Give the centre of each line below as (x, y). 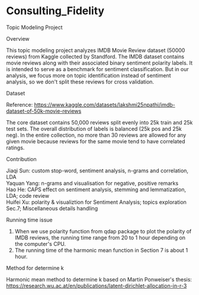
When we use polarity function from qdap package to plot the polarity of (103, 231)
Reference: (20, 104)
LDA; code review (28, 195)
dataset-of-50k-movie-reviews (44, 111)
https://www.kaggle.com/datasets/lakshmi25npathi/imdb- (105, 104)
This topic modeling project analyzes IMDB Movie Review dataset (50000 (96, 50)
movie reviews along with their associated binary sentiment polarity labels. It (99, 63)
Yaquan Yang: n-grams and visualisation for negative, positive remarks (92, 183)
